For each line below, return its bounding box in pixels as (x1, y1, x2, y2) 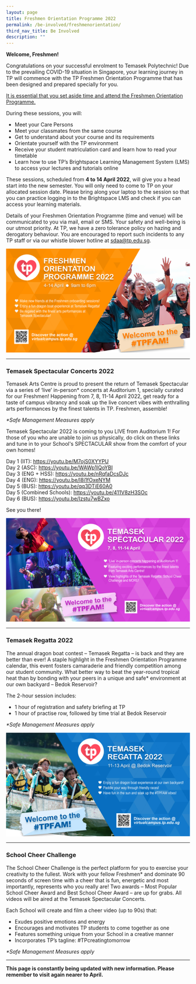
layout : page (6, 9, 38, 15)
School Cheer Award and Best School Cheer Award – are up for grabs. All (6, 889, 182, 896)
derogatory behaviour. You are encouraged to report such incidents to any (6, 231, 185, 238)
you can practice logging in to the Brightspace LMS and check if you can (6, 195, 181, 202)
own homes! (6, 446, 36, 453)
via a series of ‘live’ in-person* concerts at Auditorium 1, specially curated (6, 386, 184, 393)
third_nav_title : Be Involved (6, 28, 80, 34)
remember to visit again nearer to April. (6, 971, 104, 978)
